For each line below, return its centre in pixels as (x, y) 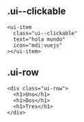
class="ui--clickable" (45, 33)
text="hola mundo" (40, 39)
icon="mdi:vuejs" (38, 45)
